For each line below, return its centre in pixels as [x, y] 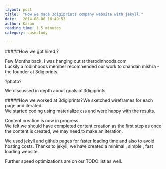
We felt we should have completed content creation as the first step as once [83, 126]
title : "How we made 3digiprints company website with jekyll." [74, 14]
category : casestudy [27, 33]
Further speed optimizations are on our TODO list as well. [64, 161]
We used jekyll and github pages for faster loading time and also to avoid [80, 141]
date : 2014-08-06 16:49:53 [35, 19]
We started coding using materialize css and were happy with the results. [80, 111]
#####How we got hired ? [32, 51]
